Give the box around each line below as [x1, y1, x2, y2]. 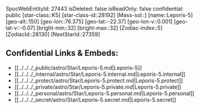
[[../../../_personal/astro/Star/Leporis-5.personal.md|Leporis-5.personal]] [14, 90, 195, 97]
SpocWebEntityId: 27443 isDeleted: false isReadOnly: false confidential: [5, 5, 184, 12]
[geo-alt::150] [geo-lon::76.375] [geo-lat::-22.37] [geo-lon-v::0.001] [5, 18, 173, 25]
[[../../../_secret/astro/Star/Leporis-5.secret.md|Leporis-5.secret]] [14, 96, 177, 103]
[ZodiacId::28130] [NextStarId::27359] [5, 31, 101, 38]
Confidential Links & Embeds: [5, 48, 119, 58]
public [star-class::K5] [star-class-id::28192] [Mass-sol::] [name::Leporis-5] [5, 11, 193, 19]
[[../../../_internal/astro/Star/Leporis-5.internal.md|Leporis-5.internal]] [14, 70, 186, 78]
